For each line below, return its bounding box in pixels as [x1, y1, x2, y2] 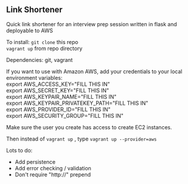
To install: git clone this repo [6, 38, 79, 45]
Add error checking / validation [14, 164, 91, 171]
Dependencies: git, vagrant [6, 56, 73, 63]
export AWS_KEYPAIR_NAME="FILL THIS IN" [6, 93, 117, 100]
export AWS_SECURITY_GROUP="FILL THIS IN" [6, 112, 124, 119]
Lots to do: [6, 146, 33, 154]
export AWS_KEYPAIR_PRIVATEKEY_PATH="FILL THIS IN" [6, 99, 149, 107]
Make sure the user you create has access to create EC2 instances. [6, 123, 172, 130]
